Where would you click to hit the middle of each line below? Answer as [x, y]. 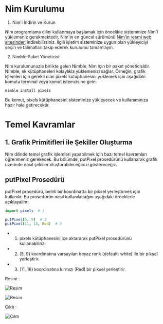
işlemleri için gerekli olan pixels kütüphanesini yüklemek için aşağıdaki [75, 76]
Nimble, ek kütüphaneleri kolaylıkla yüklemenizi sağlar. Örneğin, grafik [75, 71]
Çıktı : [11, 307]
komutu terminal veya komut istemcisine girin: [51, 82]
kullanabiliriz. [33, 243]
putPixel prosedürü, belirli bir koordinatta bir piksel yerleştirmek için [73, 191]
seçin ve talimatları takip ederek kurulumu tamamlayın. [60, 47]
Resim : [12, 279]
